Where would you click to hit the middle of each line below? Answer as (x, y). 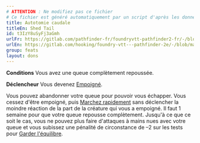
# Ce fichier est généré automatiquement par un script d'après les (93, 17)
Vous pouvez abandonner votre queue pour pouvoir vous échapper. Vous (96, 96)
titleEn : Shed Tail (30, 28)
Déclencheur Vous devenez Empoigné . (54, 84)
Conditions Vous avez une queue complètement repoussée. (80, 72)
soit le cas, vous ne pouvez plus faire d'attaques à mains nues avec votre (96, 121)
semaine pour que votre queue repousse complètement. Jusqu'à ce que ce (99, 115)
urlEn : (14, 45)
